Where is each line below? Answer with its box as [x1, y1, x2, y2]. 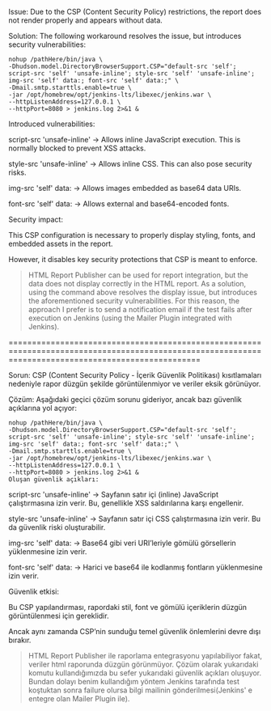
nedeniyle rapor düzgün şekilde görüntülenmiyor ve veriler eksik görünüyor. [8, 379, 261, 388]
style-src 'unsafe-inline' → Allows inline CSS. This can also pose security [8, 159, 252, 168]
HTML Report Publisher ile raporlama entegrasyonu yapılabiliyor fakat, [28, 651, 263, 660]
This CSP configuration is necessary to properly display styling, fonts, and [8, 231, 256, 239]
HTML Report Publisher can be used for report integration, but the [28, 270, 249, 280]
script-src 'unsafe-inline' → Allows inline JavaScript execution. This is [8, 135, 241, 144]
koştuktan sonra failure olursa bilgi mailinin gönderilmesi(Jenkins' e [28, 685, 253, 695]
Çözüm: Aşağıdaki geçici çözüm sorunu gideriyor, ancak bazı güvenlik [8, 395, 243, 404]
